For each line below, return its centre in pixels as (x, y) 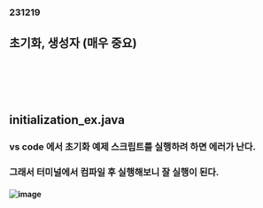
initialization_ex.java (67, 120)
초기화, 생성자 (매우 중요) (73, 43)
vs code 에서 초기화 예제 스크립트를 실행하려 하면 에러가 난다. (133, 146)
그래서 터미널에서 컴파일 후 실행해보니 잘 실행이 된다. (114, 173)
